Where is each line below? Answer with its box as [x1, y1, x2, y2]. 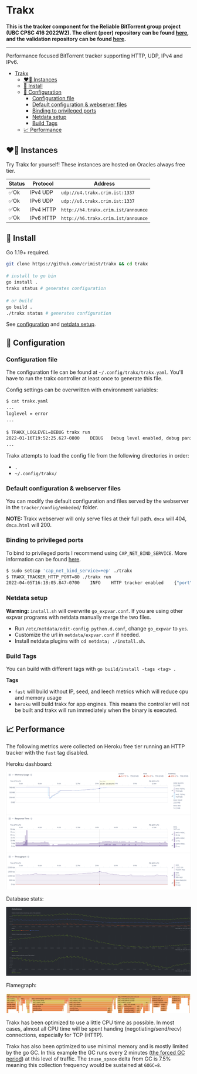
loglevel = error [6, 411, 49, 417]
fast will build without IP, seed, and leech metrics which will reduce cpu [14, 688, 189, 695]
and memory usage [14, 694, 62, 701]
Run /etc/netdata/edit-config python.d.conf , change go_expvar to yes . [14, 625, 189, 632]
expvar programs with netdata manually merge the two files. [6, 613, 151, 620]
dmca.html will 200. [6, 521, 52, 529]
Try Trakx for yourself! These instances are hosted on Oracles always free [6, 161, 186, 168]
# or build [6, 298, 33, 304]
